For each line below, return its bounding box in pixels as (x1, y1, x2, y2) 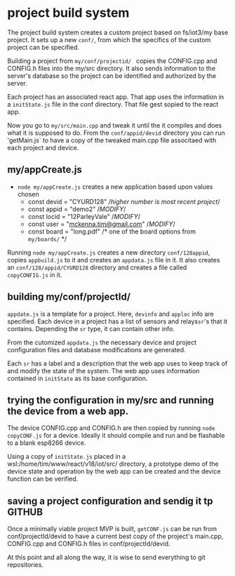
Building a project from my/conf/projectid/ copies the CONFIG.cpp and (7, 56, 217, 65)
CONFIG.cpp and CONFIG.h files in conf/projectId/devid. (7, 540, 170, 548)
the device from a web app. (7, 405, 129, 417)
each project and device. (7, 143, 79, 152)
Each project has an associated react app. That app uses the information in (7, 93, 224, 101)
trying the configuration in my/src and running (7, 394, 214, 406)
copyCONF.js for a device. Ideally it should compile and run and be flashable (7, 431, 225, 440)
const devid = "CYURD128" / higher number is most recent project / (27, 197, 220, 206)
